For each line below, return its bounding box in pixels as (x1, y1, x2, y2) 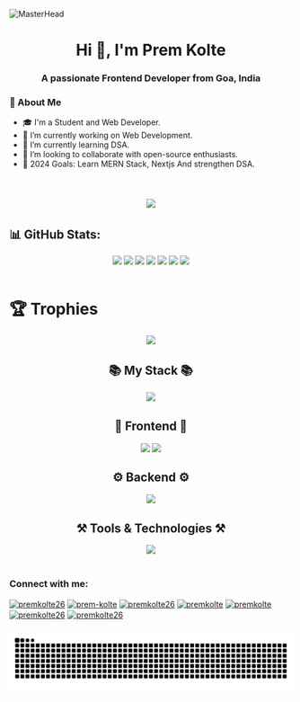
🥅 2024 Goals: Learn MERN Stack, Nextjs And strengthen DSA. (22, 158, 255, 170)
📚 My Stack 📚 (109, 363, 193, 378)
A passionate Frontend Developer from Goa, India (40, 72, 261, 84)
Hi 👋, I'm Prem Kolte (75, 40, 226, 60)
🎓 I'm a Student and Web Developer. (22, 117, 161, 128)
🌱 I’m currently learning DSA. (22, 139, 130, 150)
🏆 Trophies (9, 299, 99, 319)
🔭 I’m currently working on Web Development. (22, 130, 193, 141)
